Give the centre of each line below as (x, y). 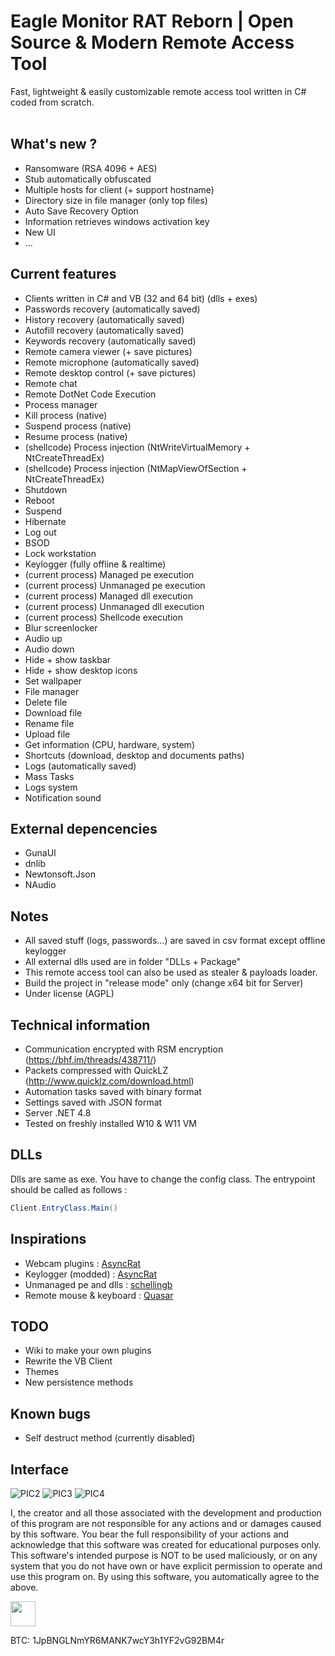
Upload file (47, 734)
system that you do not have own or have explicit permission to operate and (166, 1566)
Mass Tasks (49, 776)
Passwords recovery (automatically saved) (112, 309)
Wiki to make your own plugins (88, 1351)
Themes (42, 1372)
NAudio (40, 885)
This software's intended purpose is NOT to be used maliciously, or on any (164, 1555)
